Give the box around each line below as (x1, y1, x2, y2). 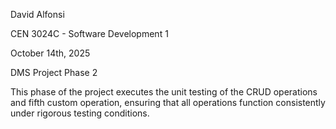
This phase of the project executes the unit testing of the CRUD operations (10, 86, 318, 98)
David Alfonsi (10, 9, 65, 20)
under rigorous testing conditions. (10, 107, 150, 119)
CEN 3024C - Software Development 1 (10, 28, 169, 39)
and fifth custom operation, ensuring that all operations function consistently (10, 97, 326, 108)
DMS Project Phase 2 (10, 67, 98, 78)
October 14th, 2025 (10, 47, 91, 59)
